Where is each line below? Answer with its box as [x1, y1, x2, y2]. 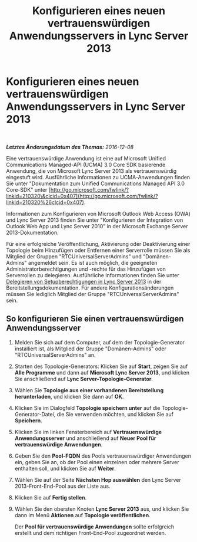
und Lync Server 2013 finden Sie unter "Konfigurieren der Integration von [6, 216, 183, 224]
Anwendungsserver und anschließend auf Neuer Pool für [14, 435, 156, 442]
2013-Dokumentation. [6, 229, 59, 236]
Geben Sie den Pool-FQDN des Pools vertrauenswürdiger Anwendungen [14, 452, 191, 459]
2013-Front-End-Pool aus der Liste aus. [14, 482, 111, 490]
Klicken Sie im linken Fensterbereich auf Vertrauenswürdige [14, 428, 162, 435]
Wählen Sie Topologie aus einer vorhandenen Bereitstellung [14, 386, 164, 393]
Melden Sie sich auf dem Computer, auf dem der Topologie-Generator [14, 339, 185, 346]
